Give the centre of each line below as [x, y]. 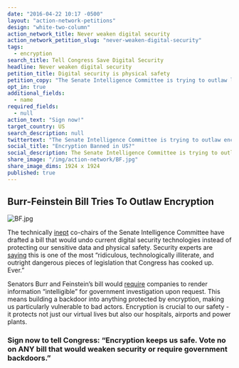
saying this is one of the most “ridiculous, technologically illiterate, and [111, 255]
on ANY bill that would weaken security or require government [117, 349]
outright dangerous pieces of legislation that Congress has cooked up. [111, 263]
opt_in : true [27, 87]
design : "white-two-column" [49, 27]
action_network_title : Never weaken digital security [89, 34]
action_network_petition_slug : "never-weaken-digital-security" [105, 41]
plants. [17, 322]
